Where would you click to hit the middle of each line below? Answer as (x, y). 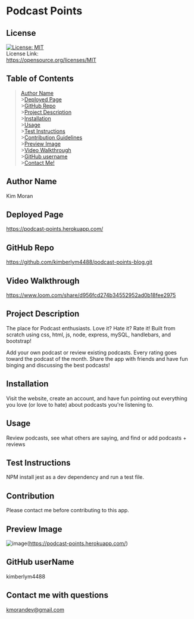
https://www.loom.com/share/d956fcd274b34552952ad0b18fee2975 (91, 295)
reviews (16, 444)
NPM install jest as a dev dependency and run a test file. (75, 477)
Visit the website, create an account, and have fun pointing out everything (97, 398)
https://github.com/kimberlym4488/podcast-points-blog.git (79, 262)
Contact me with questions (57, 595)
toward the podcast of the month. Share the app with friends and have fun (97, 358)
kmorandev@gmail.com (35, 609)
